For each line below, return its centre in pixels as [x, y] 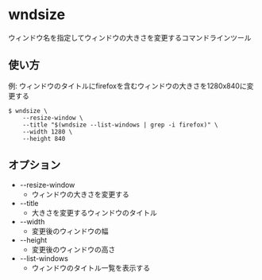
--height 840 [44, 138]
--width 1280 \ [48, 132]
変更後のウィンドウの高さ [73, 249]
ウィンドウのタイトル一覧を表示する [91, 267]
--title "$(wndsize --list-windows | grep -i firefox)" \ [120, 125]
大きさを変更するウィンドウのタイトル [94, 212]
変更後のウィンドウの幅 [70, 231]
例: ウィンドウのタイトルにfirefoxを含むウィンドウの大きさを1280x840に [128, 86]
